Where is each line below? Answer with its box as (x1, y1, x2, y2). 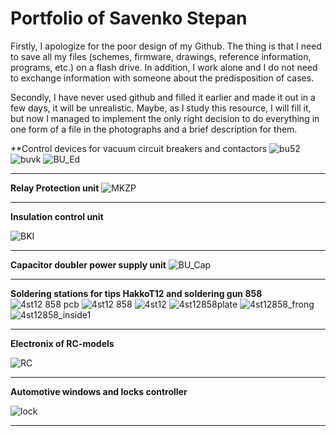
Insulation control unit (10, 210, 104, 222)
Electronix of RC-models (10, 337, 115, 349)
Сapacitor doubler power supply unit (10, 258, 167, 271)
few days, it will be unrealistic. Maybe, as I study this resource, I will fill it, (10, 102, 312, 114)
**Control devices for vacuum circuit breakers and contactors (10, 142, 268, 154)
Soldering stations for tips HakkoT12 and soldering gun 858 (10, 287, 263, 299)
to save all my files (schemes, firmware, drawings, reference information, (10, 50, 312, 62)
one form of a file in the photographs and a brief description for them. (10, 123, 298, 135)
